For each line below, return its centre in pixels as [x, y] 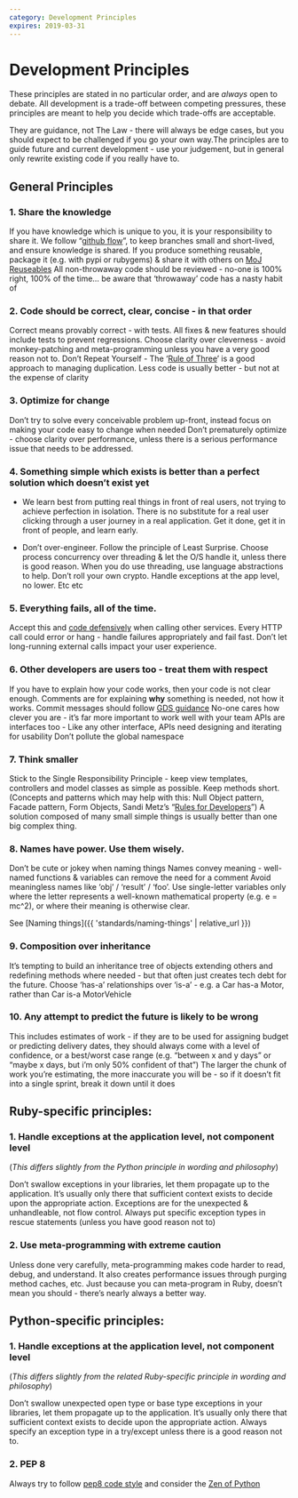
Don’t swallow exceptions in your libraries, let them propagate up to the [140, 1184]
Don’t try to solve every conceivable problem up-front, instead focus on [140, 420]
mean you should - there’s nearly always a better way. [108, 1293]
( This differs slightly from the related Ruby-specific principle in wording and [148, 1377]
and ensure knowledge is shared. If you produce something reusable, [136, 251]
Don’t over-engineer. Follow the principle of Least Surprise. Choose [145, 548]
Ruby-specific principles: [81, 1112]
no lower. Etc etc [53, 585]
